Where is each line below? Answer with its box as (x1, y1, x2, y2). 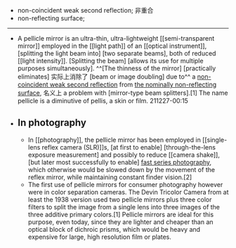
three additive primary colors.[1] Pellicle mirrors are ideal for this (27, 210, 214, 218)
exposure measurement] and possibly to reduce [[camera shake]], (27, 150, 220, 159)
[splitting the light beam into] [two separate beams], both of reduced (17, 49, 216, 58)
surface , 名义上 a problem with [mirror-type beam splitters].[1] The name (17, 89, 228, 97)
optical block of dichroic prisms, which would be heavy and (27, 225, 201, 233)
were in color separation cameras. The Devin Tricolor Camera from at (27, 188, 229, 196)
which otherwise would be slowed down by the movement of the (27, 165, 216, 174)
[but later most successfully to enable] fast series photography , (27, 157, 212, 167)
